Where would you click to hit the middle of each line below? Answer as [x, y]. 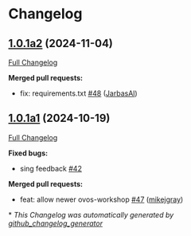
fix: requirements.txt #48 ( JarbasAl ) [78, 93]
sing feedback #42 [51, 168]
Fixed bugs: [28, 153]
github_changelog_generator [56, 223]
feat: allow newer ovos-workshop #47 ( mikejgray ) [101, 199]
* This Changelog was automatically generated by [91, 214]
